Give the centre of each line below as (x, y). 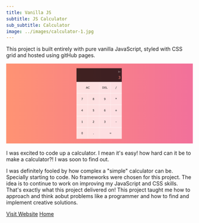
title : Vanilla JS (29, 12)
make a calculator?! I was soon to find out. (58, 159)
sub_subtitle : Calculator (38, 25)
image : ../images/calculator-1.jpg (50, 32)
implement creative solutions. (42, 203)
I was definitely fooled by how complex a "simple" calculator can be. (90, 171)
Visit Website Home (30, 214)
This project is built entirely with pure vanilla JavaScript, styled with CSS (94, 49)
